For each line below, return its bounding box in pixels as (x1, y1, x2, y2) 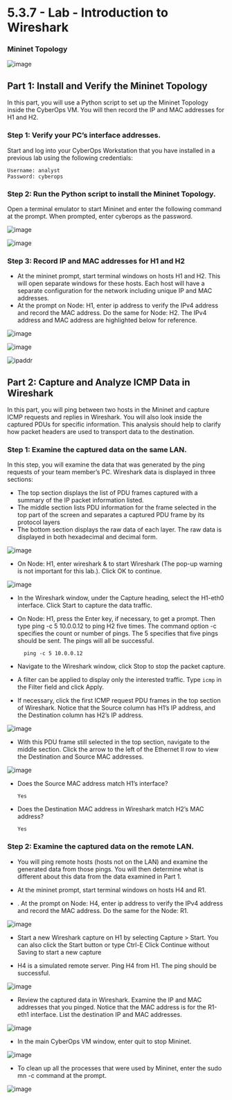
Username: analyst (7, 167, 60, 174)
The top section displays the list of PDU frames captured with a (17, 489, 199, 497)
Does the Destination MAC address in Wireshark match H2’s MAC (17, 805, 204, 813)
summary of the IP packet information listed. (17, 496, 144, 505)
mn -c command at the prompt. (17, 1071, 107, 1079)
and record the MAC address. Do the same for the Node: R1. (17, 906, 189, 914)
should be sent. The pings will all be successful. (17, 637, 154, 645)
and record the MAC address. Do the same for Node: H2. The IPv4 (17, 309, 207, 317)
